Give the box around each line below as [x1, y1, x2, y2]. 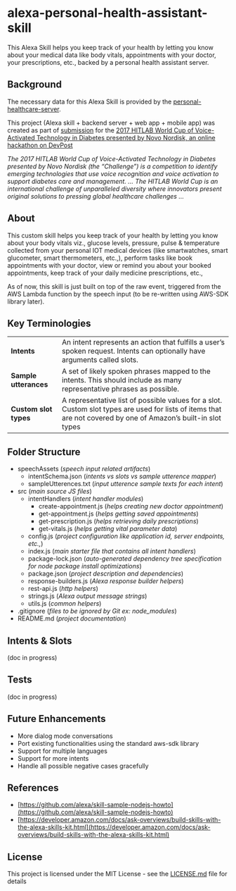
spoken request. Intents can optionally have [62, 347, 206, 356]
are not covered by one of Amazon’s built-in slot [62, 413, 221, 423]
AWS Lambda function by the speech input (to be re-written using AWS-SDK [7, 289, 229, 298]
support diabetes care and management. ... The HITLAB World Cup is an [7, 177, 218, 185]
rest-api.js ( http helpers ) [27, 585, 98, 593]
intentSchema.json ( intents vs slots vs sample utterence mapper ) [27, 472, 216, 480]
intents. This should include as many [62, 375, 183, 385]
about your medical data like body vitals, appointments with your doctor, [7, 51, 216, 59]
